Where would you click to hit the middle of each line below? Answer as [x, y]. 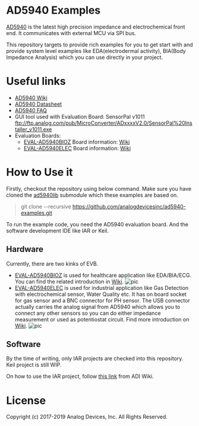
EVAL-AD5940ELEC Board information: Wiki [77, 148]
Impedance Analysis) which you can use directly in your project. [85, 57]
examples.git [36, 213]
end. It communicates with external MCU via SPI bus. [71, 33]
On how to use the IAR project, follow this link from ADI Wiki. [80, 376]
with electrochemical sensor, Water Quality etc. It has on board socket [101, 294]
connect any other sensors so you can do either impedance [88, 313]
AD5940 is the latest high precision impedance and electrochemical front [96, 27]
